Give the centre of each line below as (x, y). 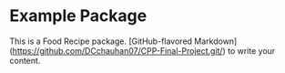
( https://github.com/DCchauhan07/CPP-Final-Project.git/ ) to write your (142, 50)
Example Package (78, 16)
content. (25, 60)
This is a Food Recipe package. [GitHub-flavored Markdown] (123, 41)
